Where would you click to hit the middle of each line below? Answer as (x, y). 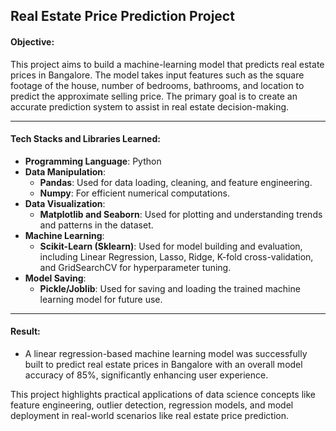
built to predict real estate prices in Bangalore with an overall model (163, 364)
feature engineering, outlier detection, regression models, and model (152, 405)
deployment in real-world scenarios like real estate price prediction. (149, 415)
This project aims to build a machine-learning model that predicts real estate (167, 64)
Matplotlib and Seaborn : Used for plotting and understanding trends (181, 214)
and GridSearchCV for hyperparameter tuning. (135, 267)
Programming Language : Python (93, 161)
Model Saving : (55, 278)
